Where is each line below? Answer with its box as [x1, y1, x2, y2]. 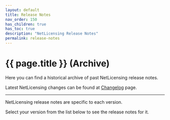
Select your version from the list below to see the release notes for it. [5, 109, 149, 115]
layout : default [5, 7, 39, 13]
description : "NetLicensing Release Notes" [5, 31, 99, 36]
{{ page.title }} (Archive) [5, 58, 110, 69]
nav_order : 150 [5, 17, 37, 22]
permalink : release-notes [5, 36, 60, 41]
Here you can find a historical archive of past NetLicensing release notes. [5, 74, 158, 80]
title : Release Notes [5, 12, 51, 17]
